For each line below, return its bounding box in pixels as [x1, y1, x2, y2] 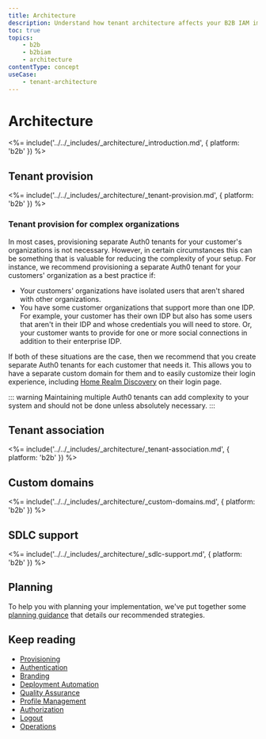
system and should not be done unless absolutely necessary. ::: [8, 401, 216, 410]
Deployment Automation [19, 679, 99, 689]
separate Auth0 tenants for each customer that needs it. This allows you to [8, 360, 252, 369]
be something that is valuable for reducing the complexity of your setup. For [8, 253, 256, 263]
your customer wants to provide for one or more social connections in [19, 328, 248, 337]
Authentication [19, 662, 68, 672]
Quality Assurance [19, 688, 81, 697]
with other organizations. [19, 294, 101, 303]
